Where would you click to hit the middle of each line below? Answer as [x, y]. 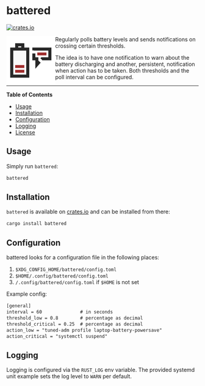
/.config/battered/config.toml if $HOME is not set [77, 282]
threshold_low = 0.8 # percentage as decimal [75, 318]
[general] [19, 306]
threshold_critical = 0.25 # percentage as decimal [75, 324]
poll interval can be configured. [95, 77]
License [25, 132]
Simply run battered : [32, 166]
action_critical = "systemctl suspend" [57, 337]
